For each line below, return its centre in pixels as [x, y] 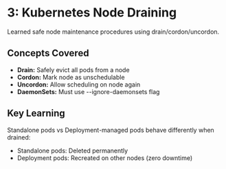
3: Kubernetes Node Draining [92, 13]
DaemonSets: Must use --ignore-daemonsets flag [88, 91]
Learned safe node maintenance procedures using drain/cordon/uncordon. [113, 32]
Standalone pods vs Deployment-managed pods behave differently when [111, 130]
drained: [19, 137]
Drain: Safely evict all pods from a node [73, 69]
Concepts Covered [48, 53]
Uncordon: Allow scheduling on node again [79, 84]
